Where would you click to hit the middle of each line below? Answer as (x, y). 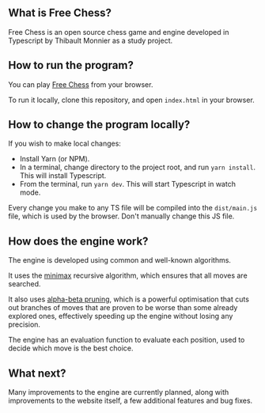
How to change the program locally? (99, 125)
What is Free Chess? (60, 13)
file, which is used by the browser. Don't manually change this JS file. (121, 216)
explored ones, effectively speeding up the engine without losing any (121, 316)
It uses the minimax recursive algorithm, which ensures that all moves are (128, 275)
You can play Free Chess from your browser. (81, 84)
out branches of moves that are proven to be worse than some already (123, 308)
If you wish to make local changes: (64, 144)
